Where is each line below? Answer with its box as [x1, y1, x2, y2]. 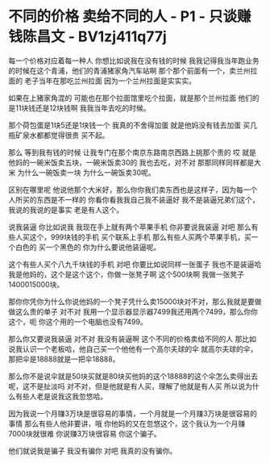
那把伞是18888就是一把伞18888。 [8, 354, 120, 364]
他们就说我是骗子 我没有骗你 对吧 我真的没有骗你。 [8, 445, 177, 456]
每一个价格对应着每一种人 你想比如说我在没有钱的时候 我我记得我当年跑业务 [8, 56, 260, 65]
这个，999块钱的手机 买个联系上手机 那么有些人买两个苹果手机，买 [29, 231, 251, 242]
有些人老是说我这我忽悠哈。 [15, 391, 107, 401]
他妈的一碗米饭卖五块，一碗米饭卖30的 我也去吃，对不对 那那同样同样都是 [8, 157, 255, 167]
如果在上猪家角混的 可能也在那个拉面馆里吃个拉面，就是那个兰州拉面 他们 [8, 93, 252, 102]
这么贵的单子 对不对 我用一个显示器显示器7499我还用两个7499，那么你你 [15, 307, 258, 316]
